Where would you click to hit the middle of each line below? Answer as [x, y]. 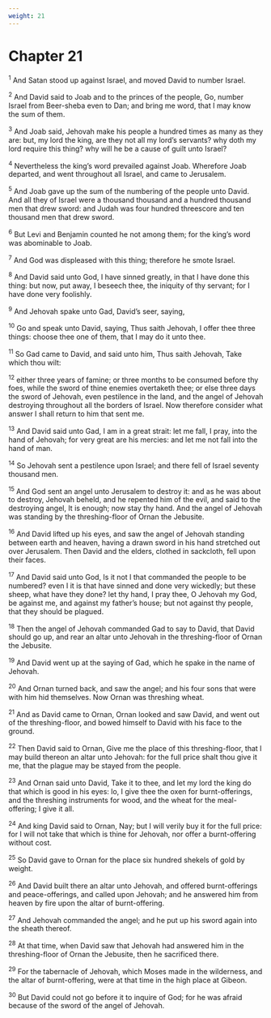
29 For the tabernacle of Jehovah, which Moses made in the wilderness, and [135, 970]
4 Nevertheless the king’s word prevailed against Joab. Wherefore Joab [127, 165]
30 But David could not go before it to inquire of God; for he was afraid [125, 996]
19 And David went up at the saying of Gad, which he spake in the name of [132, 662]
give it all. [58, 809]
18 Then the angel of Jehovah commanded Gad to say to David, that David [131, 628]
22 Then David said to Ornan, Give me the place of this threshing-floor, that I [135, 747]
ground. [21, 732]
